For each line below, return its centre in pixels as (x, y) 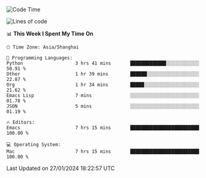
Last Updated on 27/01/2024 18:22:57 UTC (61, 168)
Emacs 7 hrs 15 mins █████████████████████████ (103, 128)
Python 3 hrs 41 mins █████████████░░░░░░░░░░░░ (103, 63)
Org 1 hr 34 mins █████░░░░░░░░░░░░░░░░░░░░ (103, 85)
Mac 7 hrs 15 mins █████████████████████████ (103, 152)
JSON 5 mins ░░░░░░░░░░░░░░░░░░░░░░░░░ (103, 106)
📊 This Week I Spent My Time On (50, 33)
